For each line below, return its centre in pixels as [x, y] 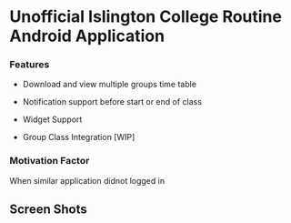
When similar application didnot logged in [87, 180]
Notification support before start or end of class [112, 102]
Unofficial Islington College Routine [145, 17]
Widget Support [52, 119]
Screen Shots [49, 210]
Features [30, 65]
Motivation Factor [50, 161]
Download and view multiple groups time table [110, 85]
